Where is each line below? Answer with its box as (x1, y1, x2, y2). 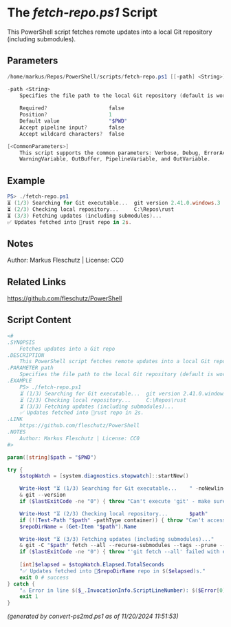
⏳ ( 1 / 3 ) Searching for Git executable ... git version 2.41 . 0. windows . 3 (7, 199, 221, 206)
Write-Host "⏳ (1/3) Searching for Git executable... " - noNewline (19, 485, 227, 492)
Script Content (7, 314, 71, 326)
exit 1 (19, 593, 38, 600)
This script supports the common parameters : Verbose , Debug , (19, 150, 201, 156)
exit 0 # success (19, 574, 69, 581)
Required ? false (19, 105, 125, 112)
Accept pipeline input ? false (19, 124, 125, 131)
